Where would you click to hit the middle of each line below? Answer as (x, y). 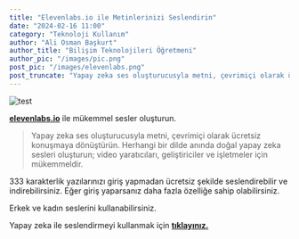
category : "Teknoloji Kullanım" (69, 34)
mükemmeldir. (57, 164)
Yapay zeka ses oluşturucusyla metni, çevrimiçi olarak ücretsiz (146, 136)
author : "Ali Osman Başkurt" (63, 42)
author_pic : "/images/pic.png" (67, 59)
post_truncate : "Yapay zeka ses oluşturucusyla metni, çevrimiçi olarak (147, 76)
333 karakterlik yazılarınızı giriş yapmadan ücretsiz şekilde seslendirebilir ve (149, 181)
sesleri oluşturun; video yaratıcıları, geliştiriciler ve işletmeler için (149, 154)
